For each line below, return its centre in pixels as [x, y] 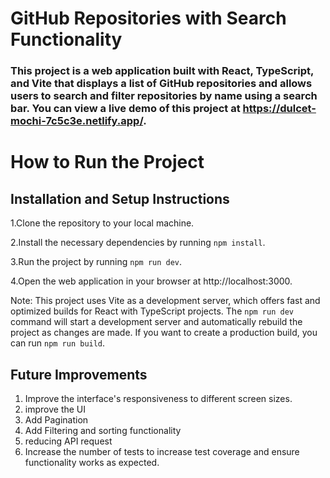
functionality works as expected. [92, 462]
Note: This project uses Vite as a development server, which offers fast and [165, 301]
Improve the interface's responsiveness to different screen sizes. [158, 398]
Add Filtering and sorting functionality [103, 430]
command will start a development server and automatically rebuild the [156, 322]
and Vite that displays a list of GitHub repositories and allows [161, 84]
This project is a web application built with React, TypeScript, [162, 71]
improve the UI [55, 409]
